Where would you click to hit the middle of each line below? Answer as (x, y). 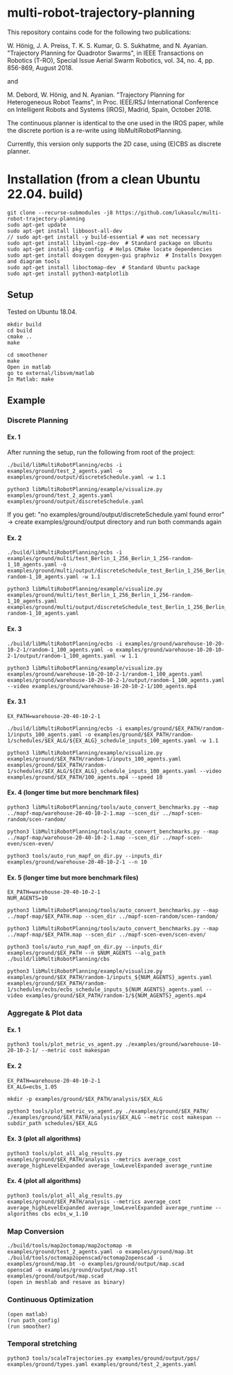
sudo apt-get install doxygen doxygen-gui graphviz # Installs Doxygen (114, 255)
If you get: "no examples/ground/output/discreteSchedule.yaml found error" (116, 515)
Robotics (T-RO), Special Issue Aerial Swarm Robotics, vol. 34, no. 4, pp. (111, 60)
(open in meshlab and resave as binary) (67, 1282)
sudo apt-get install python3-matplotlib (68, 273)
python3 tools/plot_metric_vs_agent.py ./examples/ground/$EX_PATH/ (108, 1111)
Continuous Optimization (50, 1300)
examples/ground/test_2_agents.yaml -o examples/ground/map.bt (101, 1252)
